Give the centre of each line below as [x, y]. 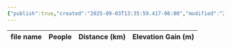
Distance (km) [102, 36]
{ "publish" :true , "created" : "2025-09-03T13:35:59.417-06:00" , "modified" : [113, 13]
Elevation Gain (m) [163, 36]
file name [26, 36]
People [60, 36]
